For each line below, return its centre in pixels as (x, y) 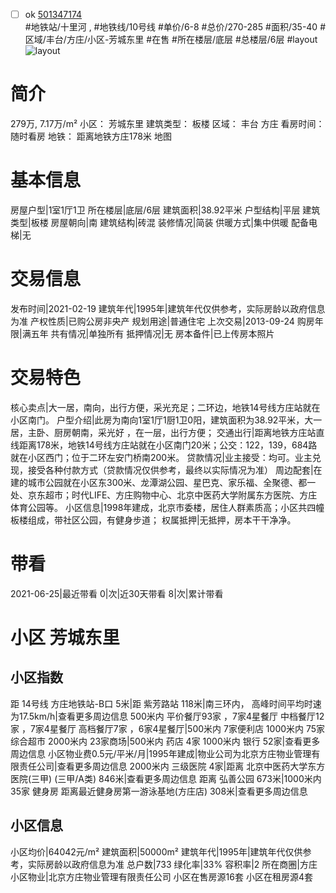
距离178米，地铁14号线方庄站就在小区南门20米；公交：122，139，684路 (168, 445)
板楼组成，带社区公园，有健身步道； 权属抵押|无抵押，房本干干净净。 (153, 520)
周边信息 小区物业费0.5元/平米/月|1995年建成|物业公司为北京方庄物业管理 (161, 753)
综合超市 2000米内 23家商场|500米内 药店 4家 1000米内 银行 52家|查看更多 (165, 741)
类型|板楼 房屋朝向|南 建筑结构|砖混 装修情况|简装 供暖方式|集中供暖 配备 (159, 222)
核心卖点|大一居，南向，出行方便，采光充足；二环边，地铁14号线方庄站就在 (165, 407)
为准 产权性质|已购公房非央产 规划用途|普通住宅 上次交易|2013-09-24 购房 (162, 321)
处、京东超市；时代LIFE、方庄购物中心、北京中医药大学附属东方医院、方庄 (164, 495)
